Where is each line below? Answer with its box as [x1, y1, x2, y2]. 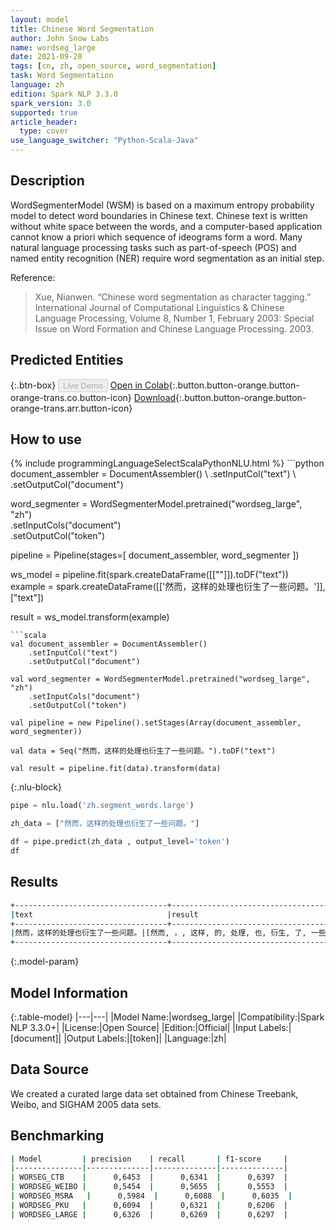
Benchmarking [10, 1127, 105, 1145]
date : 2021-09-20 [10, 52, 83, 62]
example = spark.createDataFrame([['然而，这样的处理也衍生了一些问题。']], [10, 581, 326, 593]
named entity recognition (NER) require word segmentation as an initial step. [10, 252, 325, 264]
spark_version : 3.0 [10, 98, 92, 108]
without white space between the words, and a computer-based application [10, 220, 323, 232]
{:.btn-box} [10, 379, 57, 391]
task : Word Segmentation [10, 71, 114, 81]
